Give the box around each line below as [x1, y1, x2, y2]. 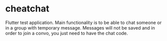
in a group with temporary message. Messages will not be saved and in [5, 24, 155, 30]
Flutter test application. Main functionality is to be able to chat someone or [5, 19, 162, 25]
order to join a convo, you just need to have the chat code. [5, 30, 128, 36]
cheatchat [5, 3, 50, 14]
